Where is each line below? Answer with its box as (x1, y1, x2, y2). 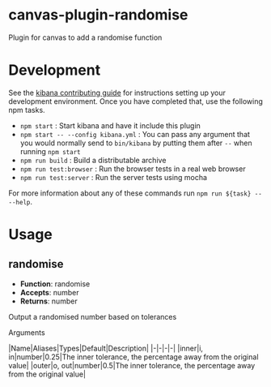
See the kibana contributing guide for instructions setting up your (8, 88, 227, 97)
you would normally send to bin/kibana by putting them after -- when (19, 138, 252, 148)
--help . (8, 196, 32, 206)
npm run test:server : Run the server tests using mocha (19, 172, 208, 182)
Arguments (8, 327, 46, 338)
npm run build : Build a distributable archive (19, 155, 167, 165)
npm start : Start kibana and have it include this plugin (19, 120, 201, 131)
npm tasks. (8, 105, 46, 114)
